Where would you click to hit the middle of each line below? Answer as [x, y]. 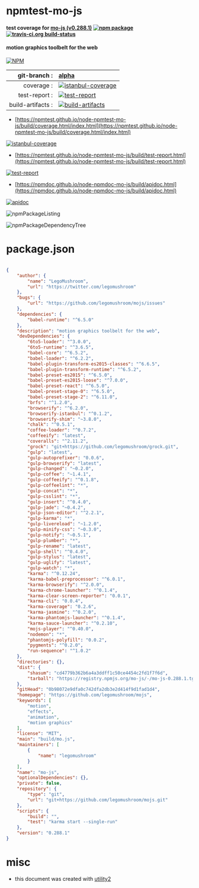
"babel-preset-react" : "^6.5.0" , [69, 386]
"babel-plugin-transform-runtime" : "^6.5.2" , [85, 369]
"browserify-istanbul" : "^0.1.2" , [70, 414]
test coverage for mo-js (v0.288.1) [49, 27]
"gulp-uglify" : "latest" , [60, 563]
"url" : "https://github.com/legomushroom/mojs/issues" [97, 303]
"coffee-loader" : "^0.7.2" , [62, 430]
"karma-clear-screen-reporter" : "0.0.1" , [79, 596]
